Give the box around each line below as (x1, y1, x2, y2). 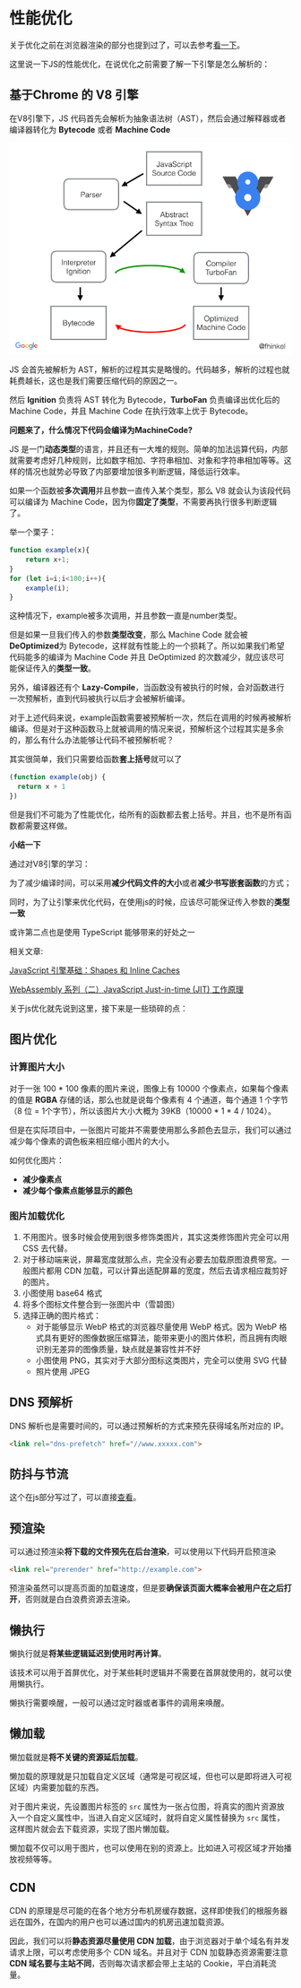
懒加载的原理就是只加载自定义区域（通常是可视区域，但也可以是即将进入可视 (9, 1770, 292, 1781)
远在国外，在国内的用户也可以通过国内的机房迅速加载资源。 (9, 1916, 229, 1927)
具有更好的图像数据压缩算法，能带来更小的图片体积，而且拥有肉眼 (43, 1333, 288, 1343)
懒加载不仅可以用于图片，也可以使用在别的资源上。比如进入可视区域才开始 (9, 1842, 284, 1853)
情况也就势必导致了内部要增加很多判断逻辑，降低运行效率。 (24, 466, 245, 477)
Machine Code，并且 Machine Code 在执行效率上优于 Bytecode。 (9, 405, 254, 417)
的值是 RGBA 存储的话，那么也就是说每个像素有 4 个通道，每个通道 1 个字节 (9, 1094, 288, 1105)
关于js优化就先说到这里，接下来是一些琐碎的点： (9, 1003, 188, 1013)
